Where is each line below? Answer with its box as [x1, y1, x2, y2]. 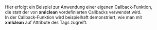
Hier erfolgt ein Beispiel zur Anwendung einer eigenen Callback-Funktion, [5, 4, 152, 10]
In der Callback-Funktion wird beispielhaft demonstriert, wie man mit [5, 15, 142, 20]
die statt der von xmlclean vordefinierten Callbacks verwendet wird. [5, 9, 142, 15]
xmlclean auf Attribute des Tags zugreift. [5, 19, 87, 25]
